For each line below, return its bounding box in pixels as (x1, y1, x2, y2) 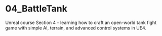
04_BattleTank (5, 3, 67, 14)
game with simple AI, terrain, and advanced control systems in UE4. (5, 24, 147, 30)
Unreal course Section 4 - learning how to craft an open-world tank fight (5, 19, 157, 25)
